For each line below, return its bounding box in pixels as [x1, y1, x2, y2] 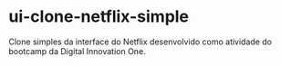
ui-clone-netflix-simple [8, 6, 189, 27]
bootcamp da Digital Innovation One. [8, 45, 147, 56]
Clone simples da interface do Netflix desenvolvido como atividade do [8, 36, 273, 47]
